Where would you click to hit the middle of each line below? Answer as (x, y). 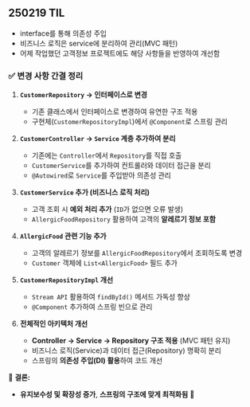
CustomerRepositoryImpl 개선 (66, 280)
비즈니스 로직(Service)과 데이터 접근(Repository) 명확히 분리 (126, 350)
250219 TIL (37, 13)
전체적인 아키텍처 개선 (54, 324)
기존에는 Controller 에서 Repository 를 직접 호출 (107, 155)
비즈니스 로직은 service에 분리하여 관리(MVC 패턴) (99, 43)
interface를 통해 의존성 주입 (63, 33)
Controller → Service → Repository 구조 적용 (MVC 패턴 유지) (131, 341)
